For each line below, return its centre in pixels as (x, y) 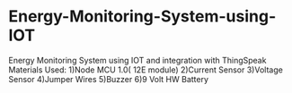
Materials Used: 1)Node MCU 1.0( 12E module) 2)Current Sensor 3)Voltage (146, 70)
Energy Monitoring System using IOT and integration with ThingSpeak (137, 60)
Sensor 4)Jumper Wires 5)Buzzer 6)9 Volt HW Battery (108, 79)
